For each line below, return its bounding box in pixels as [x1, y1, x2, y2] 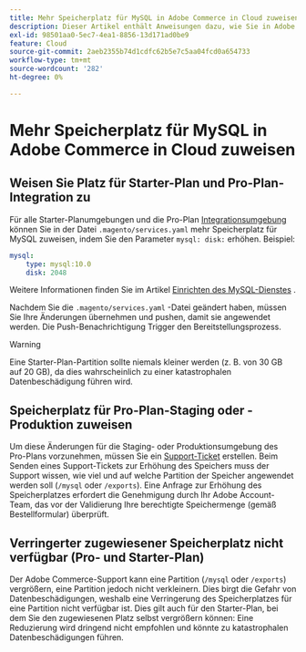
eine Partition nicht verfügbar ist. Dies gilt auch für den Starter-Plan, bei [9, 603, 279, 614]
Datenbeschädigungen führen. [9, 632, 125, 643]
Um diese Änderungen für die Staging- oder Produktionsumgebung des [9, 441, 279, 452]
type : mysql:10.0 [25, 259, 92, 269]
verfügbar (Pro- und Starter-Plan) [9, 549, 205, 565]
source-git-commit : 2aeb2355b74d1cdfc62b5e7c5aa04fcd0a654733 [9, 47, 250, 57]
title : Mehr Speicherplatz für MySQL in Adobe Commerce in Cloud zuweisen [9, 13, 300, 23]
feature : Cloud [9, 38, 67, 48]
